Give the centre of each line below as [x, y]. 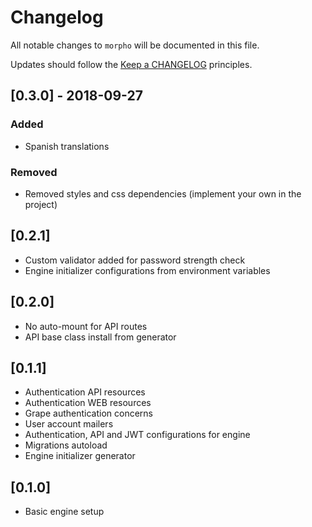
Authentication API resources [85, 392]
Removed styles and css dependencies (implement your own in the [163, 193]
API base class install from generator [100, 337]
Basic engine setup [64, 512]
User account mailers [69, 424]
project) [41, 204]
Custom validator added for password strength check [135, 260]
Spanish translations [67, 146]
